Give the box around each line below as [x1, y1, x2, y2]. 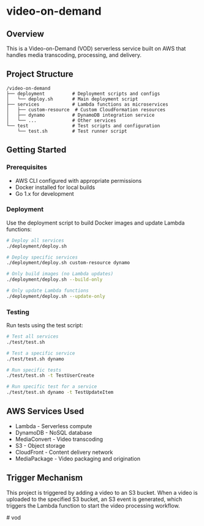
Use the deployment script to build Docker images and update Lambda [6, 219, 185, 226]
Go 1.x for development [15, 190, 75, 197]
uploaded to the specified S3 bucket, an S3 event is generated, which [6, 495, 183, 503]
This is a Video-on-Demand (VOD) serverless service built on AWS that [6, 45, 186, 52]
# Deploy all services [6, 237, 64, 243]
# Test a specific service [6, 350, 75, 356]
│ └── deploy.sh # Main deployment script [6, 96, 138, 102]
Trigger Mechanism [6, 473, 83, 483]
